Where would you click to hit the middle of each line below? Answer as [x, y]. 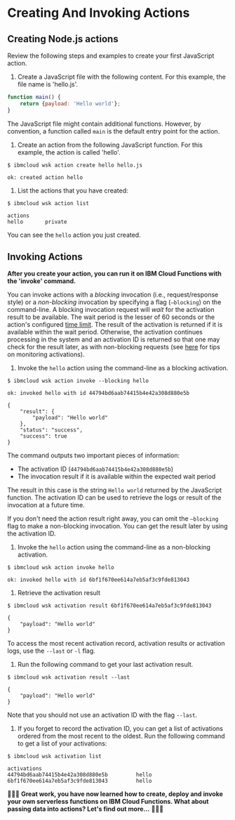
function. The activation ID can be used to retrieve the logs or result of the [114, 497]
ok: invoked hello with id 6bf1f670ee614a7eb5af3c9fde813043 [99, 580]
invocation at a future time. [46, 505]
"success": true [44, 436]
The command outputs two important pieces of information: [94, 455]
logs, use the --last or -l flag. [52, 651]
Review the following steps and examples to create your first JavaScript [111, 56]
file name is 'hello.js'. [48, 84]
